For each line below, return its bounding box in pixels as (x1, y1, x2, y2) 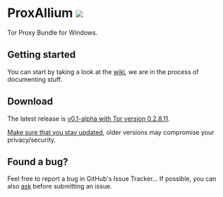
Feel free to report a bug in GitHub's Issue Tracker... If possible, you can (7, 174, 217, 183)
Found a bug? (7, 155, 68, 167)
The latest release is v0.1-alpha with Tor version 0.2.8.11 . (7, 114, 171, 123)
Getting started (7, 49, 76, 61)
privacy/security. (7, 136, 56, 144)
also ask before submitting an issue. (7, 182, 112, 191)
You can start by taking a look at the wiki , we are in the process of (7, 67, 199, 76)
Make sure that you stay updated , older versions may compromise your (7, 128, 215, 136)
